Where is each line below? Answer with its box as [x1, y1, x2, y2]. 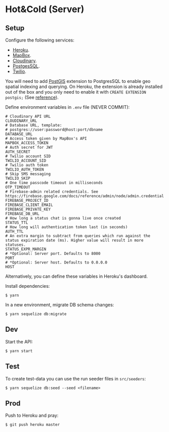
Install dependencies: [5, 283, 50, 289]
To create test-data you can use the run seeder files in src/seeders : [5, 375, 146, 381]
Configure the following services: [5, 37, 75, 43]
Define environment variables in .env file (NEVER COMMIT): [5, 104, 130, 110]
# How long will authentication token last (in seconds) [5, 225, 128, 230]
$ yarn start [5, 348, 33, 354]
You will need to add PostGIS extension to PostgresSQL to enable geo [5, 78, 151, 84]
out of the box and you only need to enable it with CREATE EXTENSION [5, 89, 147, 95]
